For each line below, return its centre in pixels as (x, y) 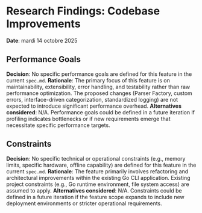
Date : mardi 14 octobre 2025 (42, 40)
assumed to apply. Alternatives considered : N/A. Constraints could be (94, 190)
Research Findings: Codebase (83, 11)
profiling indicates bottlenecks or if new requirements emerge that (88, 119)
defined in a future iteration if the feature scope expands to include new (96, 197)
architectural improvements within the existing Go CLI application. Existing (99, 177)
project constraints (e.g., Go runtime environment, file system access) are (98, 184)
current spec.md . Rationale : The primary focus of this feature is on (88, 80)
